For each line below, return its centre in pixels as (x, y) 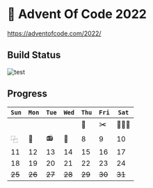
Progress (27, 94)
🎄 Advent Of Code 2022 (77, 14)
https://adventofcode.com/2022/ (55, 33)
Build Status (34, 55)
